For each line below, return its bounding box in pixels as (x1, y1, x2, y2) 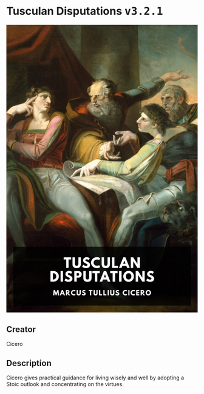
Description (6, 358, 52, 368)
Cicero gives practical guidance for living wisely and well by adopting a (6, 374, 184, 381)
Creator (6, 324, 36, 335)
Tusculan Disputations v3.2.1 (6, 4, 163, 18)
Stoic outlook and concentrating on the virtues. (6, 381, 124, 388)
